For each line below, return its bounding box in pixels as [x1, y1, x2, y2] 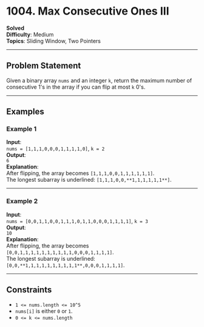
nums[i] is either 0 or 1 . [15, 307, 73, 314]
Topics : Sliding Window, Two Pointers [6, 37, 101, 44]
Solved [6, 24, 24, 32]
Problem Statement [6, 61, 81, 71]
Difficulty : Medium [6, 30, 54, 38]
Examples [6, 106, 44, 117]
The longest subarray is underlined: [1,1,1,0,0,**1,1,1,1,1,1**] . [6, 176, 172, 184]
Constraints [6, 284, 52, 295]
